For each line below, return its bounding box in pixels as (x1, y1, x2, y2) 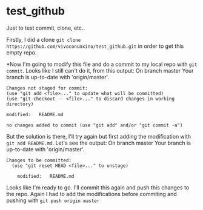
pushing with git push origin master (6, 197, 100, 204)
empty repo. (6, 48, 37, 56)
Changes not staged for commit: (6, 85, 88, 91)
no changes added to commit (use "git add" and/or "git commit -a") (6, 122, 183, 128)
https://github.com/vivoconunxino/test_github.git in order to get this (6, 42, 184, 50)
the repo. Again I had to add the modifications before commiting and (6, 190, 177, 197)
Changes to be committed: (6, 157, 72, 163)
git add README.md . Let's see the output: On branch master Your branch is (6, 139, 191, 146)
